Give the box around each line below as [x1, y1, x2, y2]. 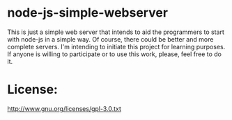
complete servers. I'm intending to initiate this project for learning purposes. [7, 42, 226, 51]
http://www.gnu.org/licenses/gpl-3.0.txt [7, 104, 122, 112]
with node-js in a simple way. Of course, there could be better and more [7, 35, 214, 43]
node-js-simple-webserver [7, 5, 169, 21]
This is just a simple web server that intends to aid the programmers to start [7, 28, 225, 36]
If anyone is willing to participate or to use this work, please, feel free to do [7, 50, 222, 58]
